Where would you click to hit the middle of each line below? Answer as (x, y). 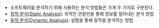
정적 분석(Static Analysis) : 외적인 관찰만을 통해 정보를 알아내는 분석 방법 (82, 14)
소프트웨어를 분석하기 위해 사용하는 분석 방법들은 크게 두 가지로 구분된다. (82, 7)
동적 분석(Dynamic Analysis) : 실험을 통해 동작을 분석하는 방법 (72, 20)
